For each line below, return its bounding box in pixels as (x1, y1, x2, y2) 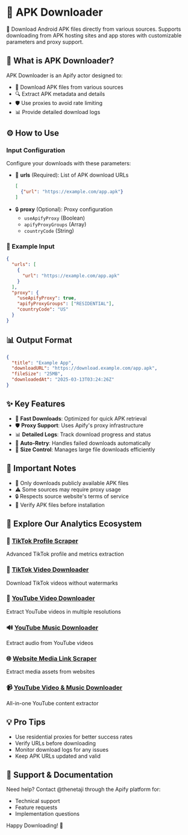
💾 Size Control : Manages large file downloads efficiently (14, 446, 155, 453)
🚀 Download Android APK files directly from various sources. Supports (6, 25, 181, 33)
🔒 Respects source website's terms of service (14, 492, 129, 500)
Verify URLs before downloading (14, 739, 96, 747)
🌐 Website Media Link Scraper (6, 655, 97, 663)
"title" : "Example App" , (11, 360, 74, 366)
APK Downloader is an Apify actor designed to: (6, 72, 123, 79)
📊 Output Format (6, 335, 72, 346)
